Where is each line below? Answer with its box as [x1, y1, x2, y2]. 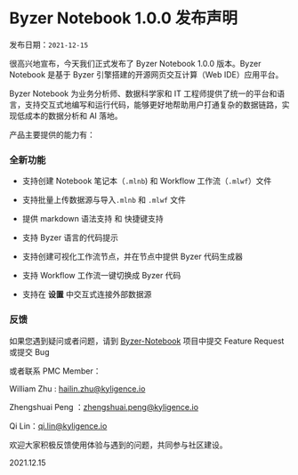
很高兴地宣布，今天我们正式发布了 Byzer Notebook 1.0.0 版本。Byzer [9, 58, 262, 68]
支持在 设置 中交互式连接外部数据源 [21, 289, 152, 300]
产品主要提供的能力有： [9, 129, 95, 140]
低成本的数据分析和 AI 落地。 [16, 110, 123, 121]
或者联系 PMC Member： [9, 366, 101, 376]
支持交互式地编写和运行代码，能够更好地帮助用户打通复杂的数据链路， [24, 99, 282, 109]
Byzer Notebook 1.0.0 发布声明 [9, 8, 238, 28]
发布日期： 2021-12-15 [9, 39, 89, 50]
